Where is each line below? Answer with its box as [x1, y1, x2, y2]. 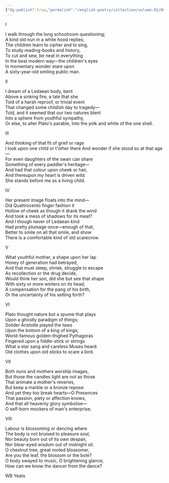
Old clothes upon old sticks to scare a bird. [5, 349, 94, 355]
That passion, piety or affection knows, [5, 395, 87, 401]
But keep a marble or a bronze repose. [5, 384, 85, 390]
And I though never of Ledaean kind [5, 218, 79, 225]
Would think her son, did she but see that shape [5, 276, 105, 282]
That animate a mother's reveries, [5, 379, 75, 385]
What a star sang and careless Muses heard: [5, 343, 98, 349]
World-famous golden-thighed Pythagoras [5, 333, 94, 339]
